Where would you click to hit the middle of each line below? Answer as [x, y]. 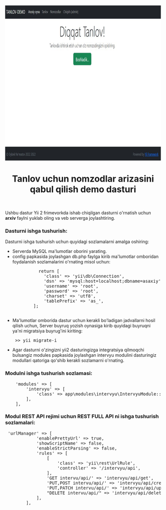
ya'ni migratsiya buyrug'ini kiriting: [47, 331]
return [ [49, 271]
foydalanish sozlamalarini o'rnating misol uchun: [61, 262]
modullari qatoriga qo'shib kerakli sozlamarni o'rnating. [68, 361]
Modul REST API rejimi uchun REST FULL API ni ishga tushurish [82, 416]
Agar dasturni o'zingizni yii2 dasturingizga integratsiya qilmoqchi [78, 350]
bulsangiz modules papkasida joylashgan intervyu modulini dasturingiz [84, 355]
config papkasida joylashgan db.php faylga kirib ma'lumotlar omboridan [85, 256]
